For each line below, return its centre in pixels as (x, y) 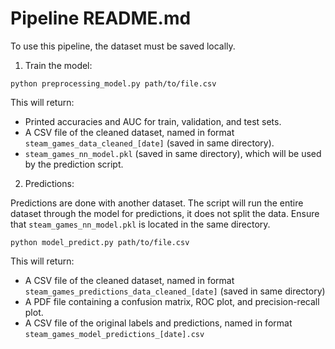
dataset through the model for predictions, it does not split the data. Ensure (165, 213)
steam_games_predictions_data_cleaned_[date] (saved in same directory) (175, 291)
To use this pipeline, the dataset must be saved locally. (123, 46)
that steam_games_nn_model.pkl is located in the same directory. (140, 224)
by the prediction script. (74, 164)
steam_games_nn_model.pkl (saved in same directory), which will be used (173, 153)
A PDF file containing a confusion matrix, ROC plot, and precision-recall (172, 301)
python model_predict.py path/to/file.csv (100, 242)
